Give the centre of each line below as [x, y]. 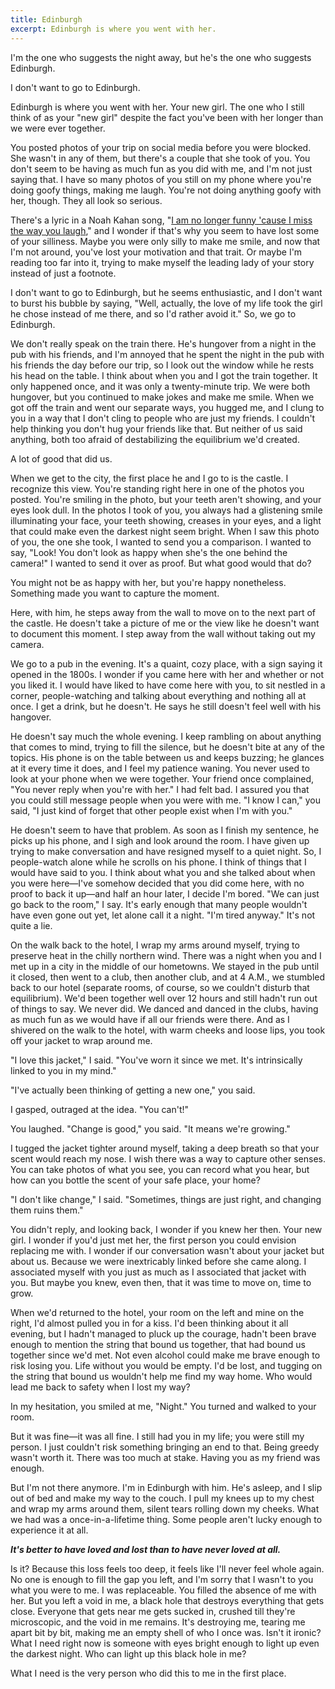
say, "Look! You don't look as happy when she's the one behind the [149, 552]
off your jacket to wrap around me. [81, 1040]
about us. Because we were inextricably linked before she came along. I [158, 1261]
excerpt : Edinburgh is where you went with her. [113, 29]
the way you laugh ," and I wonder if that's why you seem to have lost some [165, 230]
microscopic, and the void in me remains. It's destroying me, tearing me [158, 1622]
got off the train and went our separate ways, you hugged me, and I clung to [167, 407]
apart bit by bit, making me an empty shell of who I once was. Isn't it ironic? [166, 1632]
